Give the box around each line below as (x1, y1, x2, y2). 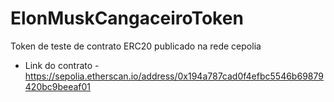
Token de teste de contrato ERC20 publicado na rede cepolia (10, 40, 262, 52)
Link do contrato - (24, 59, 100, 71)
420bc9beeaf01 (24, 80, 92, 92)
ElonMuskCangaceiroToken (10, 7, 244, 30)
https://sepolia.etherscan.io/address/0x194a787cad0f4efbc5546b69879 (24, 70, 324, 82)
